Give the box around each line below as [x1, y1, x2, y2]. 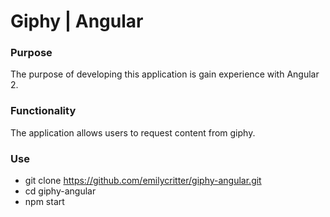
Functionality [10, 104, 77, 118]
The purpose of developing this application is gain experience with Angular [10, 68, 320, 80]
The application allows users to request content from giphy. [10, 126, 256, 139]
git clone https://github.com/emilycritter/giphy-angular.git [24, 175, 262, 187]
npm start [24, 196, 65, 208]
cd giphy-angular [24, 185, 97, 197]
